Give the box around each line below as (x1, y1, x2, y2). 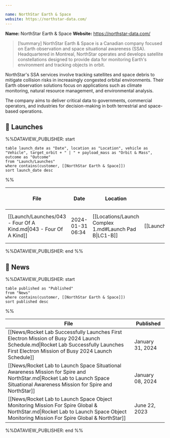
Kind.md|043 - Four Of (8, 226, 63, 233)
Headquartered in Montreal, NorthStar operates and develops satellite (17, 51, 163, 57)
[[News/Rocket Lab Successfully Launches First (8, 329, 122, 336)
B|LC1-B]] (92, 232, 118, 239)
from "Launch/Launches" (5, 159, 56, 164)
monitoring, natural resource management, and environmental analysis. (5, 87, 154, 93)
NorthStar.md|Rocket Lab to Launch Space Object (8, 408, 127, 415)
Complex (92, 219, 114, 226)
